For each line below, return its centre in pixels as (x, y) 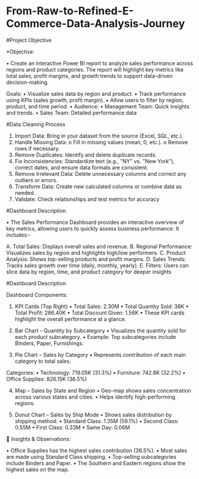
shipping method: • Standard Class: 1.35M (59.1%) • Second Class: (97, 421)
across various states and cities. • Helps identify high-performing (95, 397)
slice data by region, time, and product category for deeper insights (89, 272)
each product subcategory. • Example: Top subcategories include (95, 337)
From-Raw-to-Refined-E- (70, 11)
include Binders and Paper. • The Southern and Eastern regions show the (96, 463)
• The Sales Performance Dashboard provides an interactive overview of (95, 222)
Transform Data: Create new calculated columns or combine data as (98, 186)
